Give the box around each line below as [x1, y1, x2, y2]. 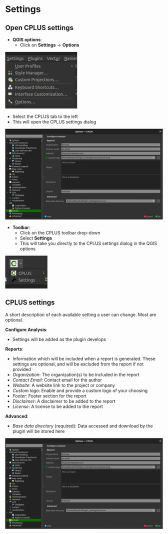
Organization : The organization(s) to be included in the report [12, 371, 139, 377]
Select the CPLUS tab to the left [12, 113, 78, 119]
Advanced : [5, 413, 28, 419]
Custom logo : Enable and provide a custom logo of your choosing [12, 387, 148, 393]
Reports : [5, 346, 23, 352]
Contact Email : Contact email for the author [12, 376, 102, 383]
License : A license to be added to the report [12, 403, 103, 409]
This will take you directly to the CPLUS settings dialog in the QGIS [19, 240, 157, 246]
